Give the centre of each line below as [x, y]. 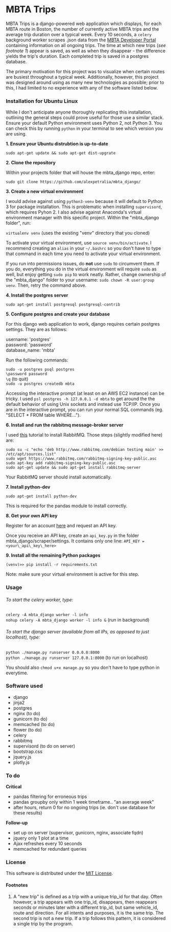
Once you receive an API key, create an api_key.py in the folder [72, 536]
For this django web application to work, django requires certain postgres [83, 324]
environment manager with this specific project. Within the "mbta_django [82, 218]
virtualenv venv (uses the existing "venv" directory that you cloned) [78, 233]
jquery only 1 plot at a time [41, 838]
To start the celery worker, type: [40, 600]
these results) [28, 813]
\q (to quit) [17, 379]
